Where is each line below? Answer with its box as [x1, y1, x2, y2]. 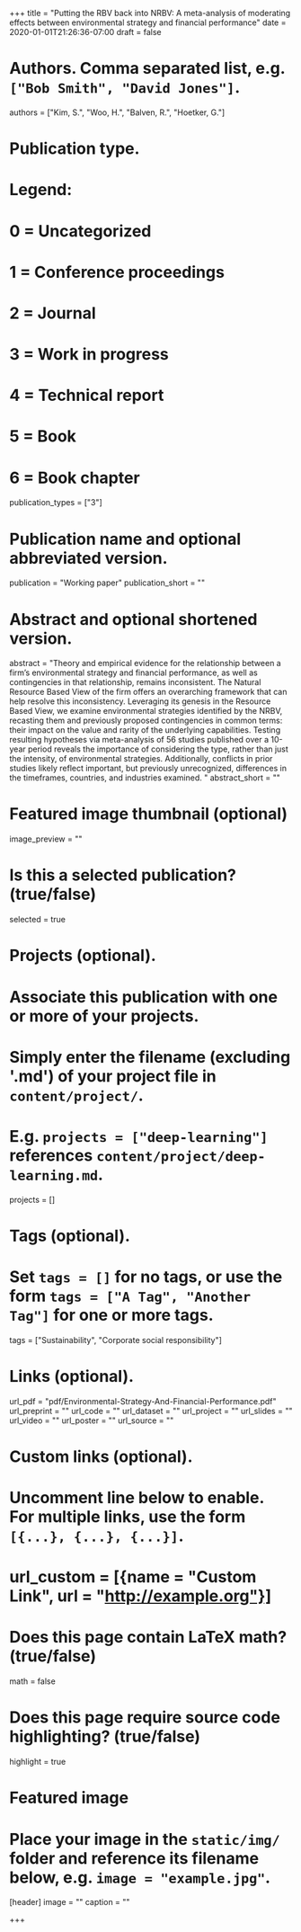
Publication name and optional [9, 529, 242, 549]
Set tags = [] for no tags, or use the [9, 1267, 283, 1287]
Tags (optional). [9, 1225, 130, 1246]
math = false [9, 1676, 56, 1687]
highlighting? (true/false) [9, 1726, 200, 1747]
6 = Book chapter [9, 467, 141, 488]
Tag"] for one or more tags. [9, 1305, 214, 1325]
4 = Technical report [9, 386, 164, 405]
